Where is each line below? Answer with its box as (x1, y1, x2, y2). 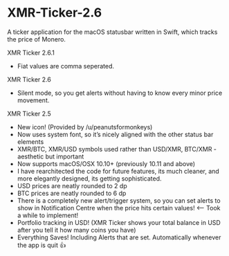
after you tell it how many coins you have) (17, 226, 136, 234)
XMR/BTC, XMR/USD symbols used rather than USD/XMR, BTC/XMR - (17, 145, 217, 153)
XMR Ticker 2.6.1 (7, 48, 55, 57)
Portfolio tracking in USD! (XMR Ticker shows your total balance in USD (17, 218, 221, 226)
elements (17, 137, 44, 146)
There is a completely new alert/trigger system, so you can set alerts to (17, 196, 221, 205)
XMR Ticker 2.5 (7, 109, 51, 118)
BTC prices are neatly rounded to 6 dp (17, 189, 127, 197)
